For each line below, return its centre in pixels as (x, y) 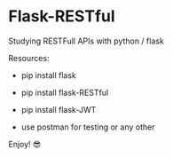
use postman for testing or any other (88, 127)
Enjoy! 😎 (25, 144)
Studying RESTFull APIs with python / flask (86, 41)
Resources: (29, 58)
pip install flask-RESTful (65, 92)
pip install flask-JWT (59, 109)
